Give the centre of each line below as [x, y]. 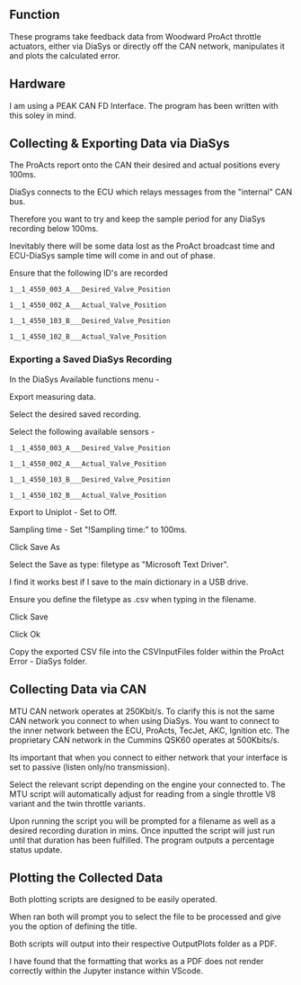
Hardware [37, 84]
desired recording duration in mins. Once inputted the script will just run [142, 830]
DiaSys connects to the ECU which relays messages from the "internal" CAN [151, 192]
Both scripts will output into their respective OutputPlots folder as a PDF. [143, 944]
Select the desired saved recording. [75, 414]
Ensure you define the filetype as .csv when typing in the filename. [133, 599]
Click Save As [35, 547]
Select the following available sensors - [82, 431]
